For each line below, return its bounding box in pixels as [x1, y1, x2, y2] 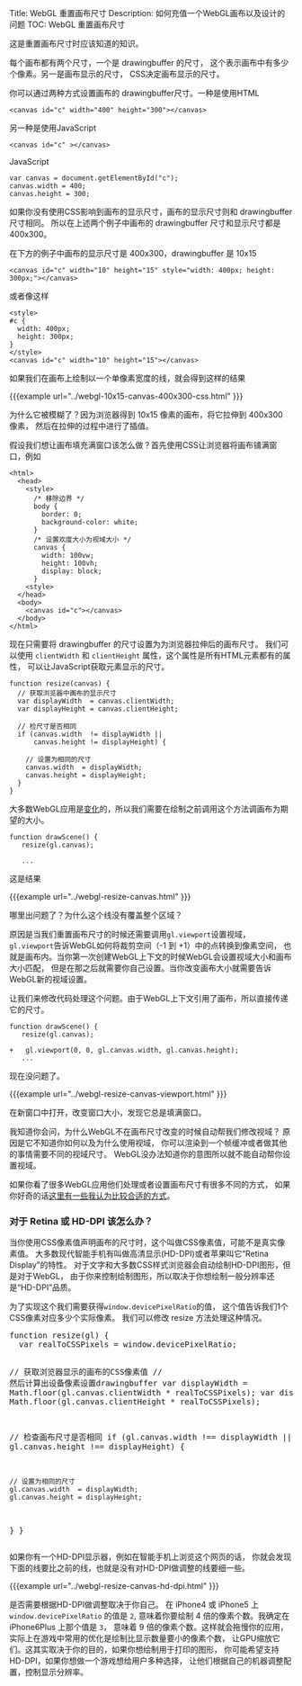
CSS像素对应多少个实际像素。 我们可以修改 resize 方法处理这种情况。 [9, 1313, 267, 1323]
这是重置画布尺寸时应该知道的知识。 [9, 39, 144, 49]
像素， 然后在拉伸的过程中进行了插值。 [9, 421, 154, 431]
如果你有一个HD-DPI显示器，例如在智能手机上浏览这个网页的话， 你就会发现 [9, 1551, 292, 1563]
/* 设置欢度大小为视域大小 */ [32, 535, 132, 544]
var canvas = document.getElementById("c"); [9, 174, 179, 183]
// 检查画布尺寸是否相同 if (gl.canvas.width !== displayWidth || [9, 1432, 292, 1442]
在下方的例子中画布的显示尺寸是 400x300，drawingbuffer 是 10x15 [9, 248, 257, 258]
